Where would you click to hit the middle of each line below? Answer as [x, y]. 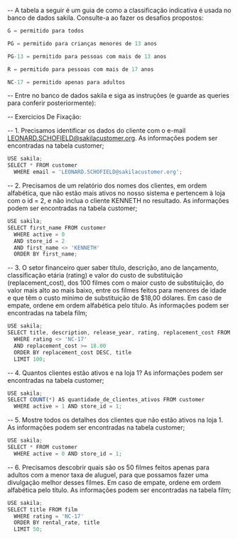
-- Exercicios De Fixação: [44, 117]
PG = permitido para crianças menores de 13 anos [82, 43]
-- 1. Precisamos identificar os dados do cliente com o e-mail [97, 131]
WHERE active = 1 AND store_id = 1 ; [68, 407]
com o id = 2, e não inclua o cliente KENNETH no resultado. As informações [118, 201]
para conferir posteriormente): [52, 103]
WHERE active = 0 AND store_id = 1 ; [68, 454]
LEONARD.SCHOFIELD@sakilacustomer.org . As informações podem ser [113, 138]
